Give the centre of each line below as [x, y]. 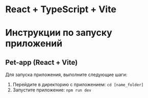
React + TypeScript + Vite [61, 9]
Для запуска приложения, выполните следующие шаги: [66, 75]
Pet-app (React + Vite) [42, 62]
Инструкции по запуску [59, 33]
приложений [34, 44]
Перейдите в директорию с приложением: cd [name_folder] [78, 85]
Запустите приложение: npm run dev [52, 90]
